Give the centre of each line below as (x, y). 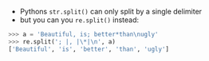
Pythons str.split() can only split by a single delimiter (110, 11)
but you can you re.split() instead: (79, 20)
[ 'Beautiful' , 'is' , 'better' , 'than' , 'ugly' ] (89, 49)
